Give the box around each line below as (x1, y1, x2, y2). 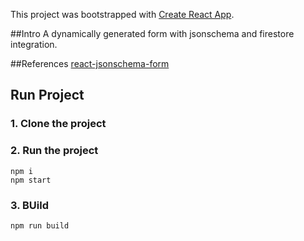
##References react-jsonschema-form (10, 58, 170, 69)
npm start (10, 175, 52, 185)
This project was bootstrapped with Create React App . (10, 9, 235, 20)
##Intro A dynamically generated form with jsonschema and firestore (10, 28, 295, 39)
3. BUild (10, 198, 50, 212)
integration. (10, 39, 58, 50)
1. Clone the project (10, 117, 107, 131)
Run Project (10, 87, 85, 104)
